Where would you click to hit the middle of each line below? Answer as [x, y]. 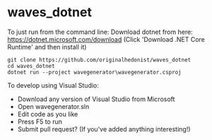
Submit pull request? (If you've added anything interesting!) [104, 129]
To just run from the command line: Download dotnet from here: [100, 32]
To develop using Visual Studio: [53, 85]
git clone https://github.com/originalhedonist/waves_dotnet [99, 60]
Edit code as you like [48, 114]
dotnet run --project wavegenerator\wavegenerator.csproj [94, 72]
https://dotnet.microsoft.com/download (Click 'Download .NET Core [106, 39]
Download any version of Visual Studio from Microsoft [96, 99]
